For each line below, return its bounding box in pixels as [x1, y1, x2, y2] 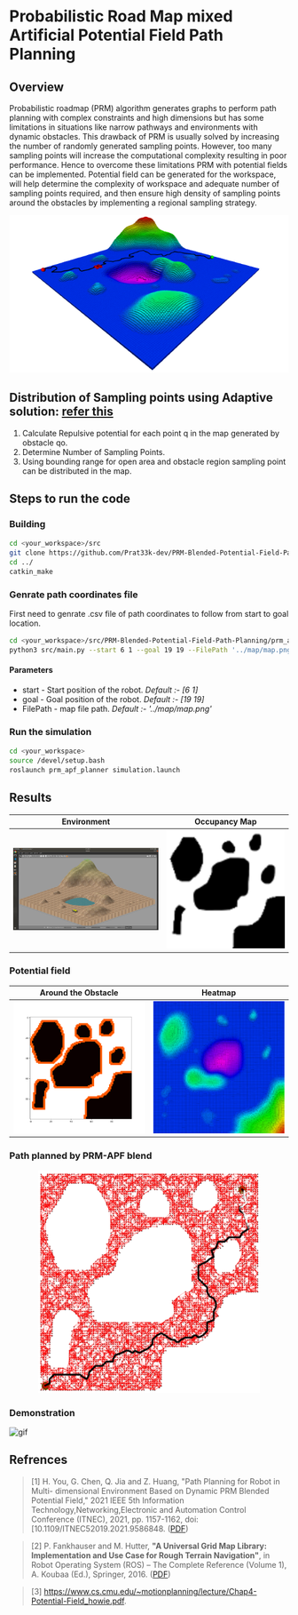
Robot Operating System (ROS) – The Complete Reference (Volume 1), [30, 1559, 287, 1570]
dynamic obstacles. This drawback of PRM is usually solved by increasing [9, 132, 279, 141]
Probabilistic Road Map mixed [9, 6, 233, 27]
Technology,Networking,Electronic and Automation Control [30, 1504, 247, 1515]
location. [9, 618, 42, 628]
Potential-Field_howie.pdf [30, 1595, 125, 1606]
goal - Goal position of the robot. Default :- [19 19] [21, 694, 205, 705]
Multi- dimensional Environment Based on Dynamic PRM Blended [30, 1485, 270, 1496]
